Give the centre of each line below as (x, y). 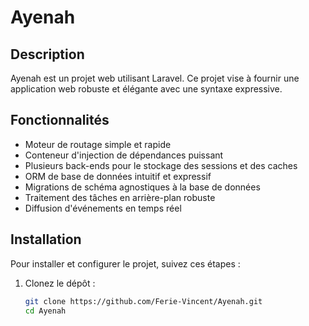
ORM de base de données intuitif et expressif (118, 176)
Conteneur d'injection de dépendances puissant (124, 155)
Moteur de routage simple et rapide (98, 144)
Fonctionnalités (60, 120)
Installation (46, 239)
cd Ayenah (45, 311)
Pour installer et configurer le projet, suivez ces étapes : (125, 263)
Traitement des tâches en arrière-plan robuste (120, 197)
